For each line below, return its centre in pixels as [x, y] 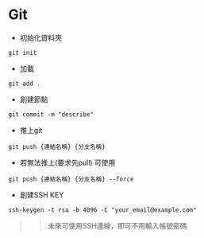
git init [23, 53]
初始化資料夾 [40, 37]
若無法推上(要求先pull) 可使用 [67, 162]
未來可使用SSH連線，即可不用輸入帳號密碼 [117, 225]
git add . [25, 84]
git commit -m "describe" [51, 114]
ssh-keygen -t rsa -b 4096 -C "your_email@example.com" [102, 210]
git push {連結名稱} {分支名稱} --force [71, 179]
